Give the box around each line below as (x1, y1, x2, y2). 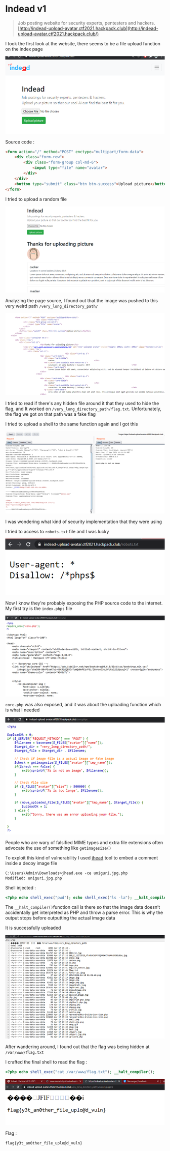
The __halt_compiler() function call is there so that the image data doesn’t (5, 904, 160, 910)
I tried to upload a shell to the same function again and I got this (5, 421, 138, 427)
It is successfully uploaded (5, 925, 61, 931)
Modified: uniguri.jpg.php (5, 876, 62, 881)
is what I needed (5, 707, 40, 713)
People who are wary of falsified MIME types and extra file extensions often (5, 839, 163, 845)
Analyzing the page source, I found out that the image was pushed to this (5, 297, 158, 303)
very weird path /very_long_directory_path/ (5, 303, 98, 309)
